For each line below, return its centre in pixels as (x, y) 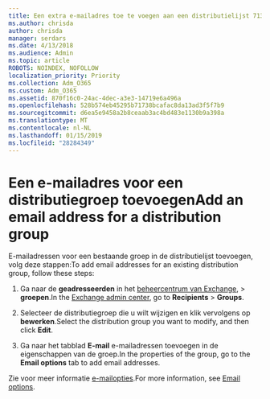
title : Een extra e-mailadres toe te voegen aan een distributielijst (129, 16)
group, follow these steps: (51, 274)
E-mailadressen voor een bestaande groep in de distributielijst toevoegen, (131, 256)
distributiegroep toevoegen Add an (126, 200)
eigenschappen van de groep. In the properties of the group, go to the (135, 354)
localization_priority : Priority (64, 76)
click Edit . (37, 330)
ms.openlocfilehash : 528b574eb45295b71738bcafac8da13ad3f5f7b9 (117, 105)
